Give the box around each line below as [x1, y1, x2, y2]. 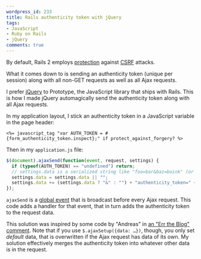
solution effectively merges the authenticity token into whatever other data [6, 240, 190, 247]
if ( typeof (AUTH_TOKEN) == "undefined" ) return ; [11, 163, 135, 169]
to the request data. [6, 209, 55, 216]
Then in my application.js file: [6, 146, 84, 153]
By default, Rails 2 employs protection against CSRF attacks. [6, 58, 156, 66]
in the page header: [6, 118, 55, 126]
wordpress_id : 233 [6, 8, 52, 15]
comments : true [6, 42, 44, 48]
